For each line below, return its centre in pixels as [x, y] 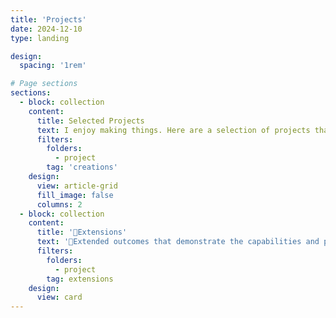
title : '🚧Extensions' [82, 232]
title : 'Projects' [48, 19]
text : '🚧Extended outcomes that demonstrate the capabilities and [178, 242]
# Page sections [44, 84]
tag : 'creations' [82, 167]
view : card [59, 297]
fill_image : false [75, 195]
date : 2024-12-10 [46, 29]
